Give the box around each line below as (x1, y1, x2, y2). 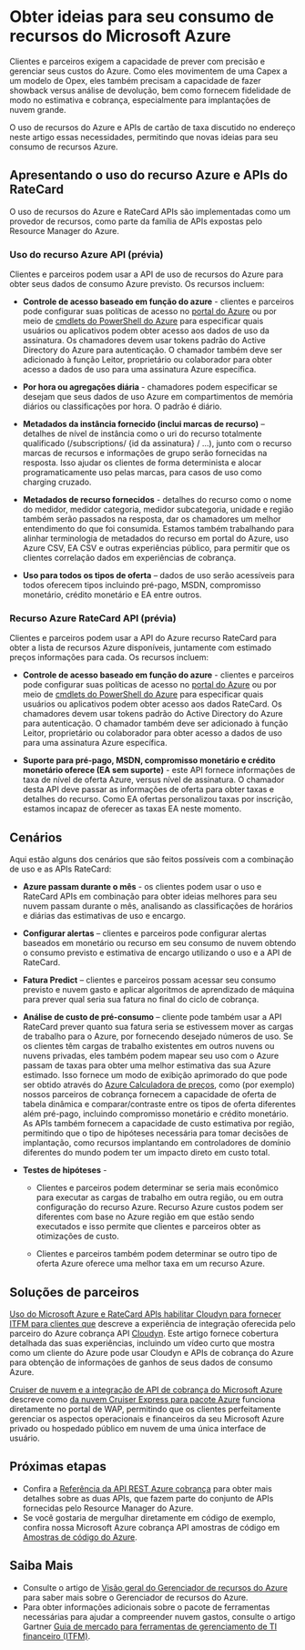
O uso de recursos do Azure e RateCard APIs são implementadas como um (9, 206, 291, 217)
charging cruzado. (22, 476, 92, 488)
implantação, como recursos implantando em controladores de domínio (22, 1137, 291, 1148)
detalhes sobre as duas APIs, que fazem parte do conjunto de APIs (22, 1492, 274, 1503)
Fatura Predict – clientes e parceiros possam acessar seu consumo (22, 974, 276, 985)
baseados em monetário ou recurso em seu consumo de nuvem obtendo (22, 938, 297, 949)
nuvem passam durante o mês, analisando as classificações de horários (22, 901, 293, 912)
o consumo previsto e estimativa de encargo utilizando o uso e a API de (22, 947, 292, 958)
